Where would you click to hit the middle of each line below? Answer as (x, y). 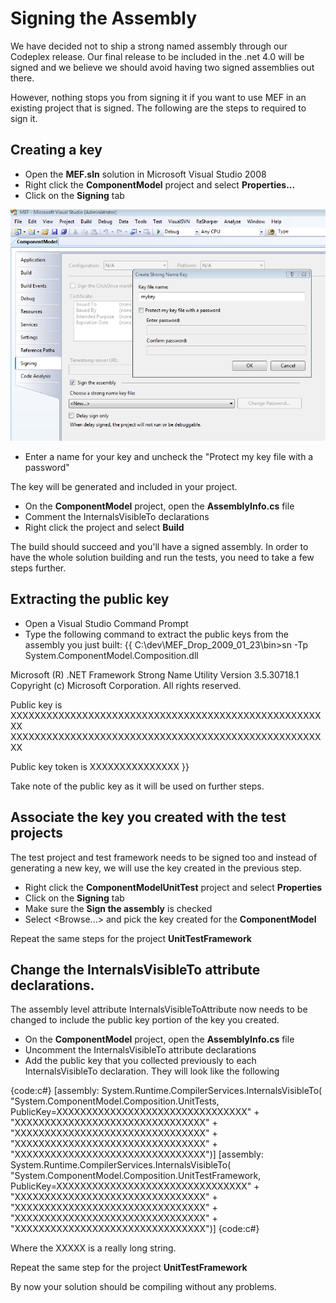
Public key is (36, 704)
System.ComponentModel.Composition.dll (111, 655)
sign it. (24, 118)
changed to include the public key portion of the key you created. (145, 1020)
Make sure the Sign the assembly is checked (118, 908)
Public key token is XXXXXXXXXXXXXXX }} (100, 766)
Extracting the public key (90, 599)
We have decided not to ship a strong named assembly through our (149, 46)
